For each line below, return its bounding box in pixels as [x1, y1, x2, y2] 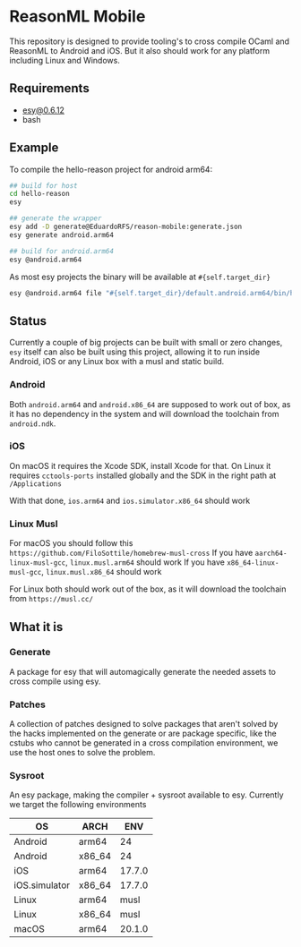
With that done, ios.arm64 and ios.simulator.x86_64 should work [9, 495, 251, 506]
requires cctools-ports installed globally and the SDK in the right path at [9, 470, 277, 481]
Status [9, 313, 47, 328]
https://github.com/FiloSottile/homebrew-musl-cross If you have [9, 548, 254, 559]
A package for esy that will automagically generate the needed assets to [9, 666, 276, 677]
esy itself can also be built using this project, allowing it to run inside [9, 346, 261, 357]
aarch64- [254, 549, 288, 559]
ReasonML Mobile [9, 6, 146, 27]
